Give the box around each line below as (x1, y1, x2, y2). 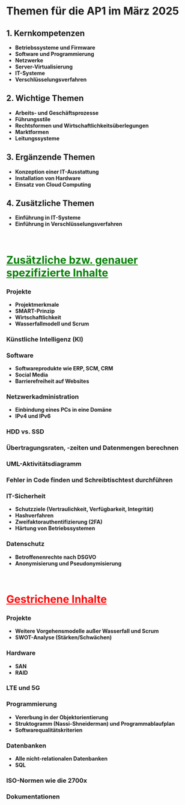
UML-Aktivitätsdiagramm (6, 460, 82, 468)
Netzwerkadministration (6, 393, 79, 401)
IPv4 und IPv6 (14, 412, 51, 420)
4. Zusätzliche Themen (6, 198, 95, 208)
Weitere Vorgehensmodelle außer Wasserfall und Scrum (14, 627, 159, 635)
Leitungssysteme (14, 134, 60, 142)
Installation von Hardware (14, 174, 81, 181)
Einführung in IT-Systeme (14, 214, 81, 222)
